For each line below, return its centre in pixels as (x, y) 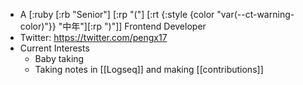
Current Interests (54, 48)
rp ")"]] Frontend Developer (150, 26)
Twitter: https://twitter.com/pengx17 (93, 37)
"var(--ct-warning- (255, 14)
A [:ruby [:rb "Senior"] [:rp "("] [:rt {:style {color (117, 14)
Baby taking (59, 58)
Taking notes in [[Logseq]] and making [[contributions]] (149, 69)
